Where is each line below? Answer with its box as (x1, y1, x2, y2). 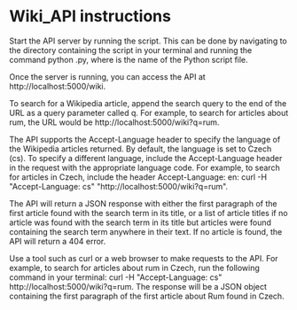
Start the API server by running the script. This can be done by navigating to (9, 35, 287, 46)
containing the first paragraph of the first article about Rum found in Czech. (9, 291, 285, 301)
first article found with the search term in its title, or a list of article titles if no (9, 207, 288, 218)
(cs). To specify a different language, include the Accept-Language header (9, 152, 283, 163)
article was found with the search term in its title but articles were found (9, 217, 272, 228)
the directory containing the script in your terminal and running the (9, 44, 253, 55)
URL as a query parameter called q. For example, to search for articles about (9, 107, 289, 118)
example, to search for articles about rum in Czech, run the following (9, 262, 260, 273)
